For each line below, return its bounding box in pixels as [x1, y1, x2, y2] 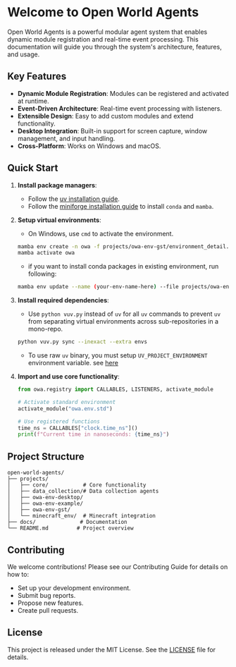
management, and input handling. [17, 134, 116, 142]
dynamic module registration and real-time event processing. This [7, 35, 199, 43]
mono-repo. [27, 325, 63, 333]
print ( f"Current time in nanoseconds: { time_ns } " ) [17, 431, 170, 438]
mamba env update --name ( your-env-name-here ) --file [17, 283, 179, 290]
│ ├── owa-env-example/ [7, 500, 83, 508]
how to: [7, 570, 30, 578]
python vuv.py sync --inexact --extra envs [17, 338, 148, 345]
